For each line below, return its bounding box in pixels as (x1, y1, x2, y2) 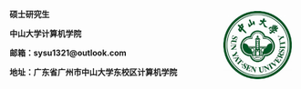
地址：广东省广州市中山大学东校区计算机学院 (9, 67, 178, 77)
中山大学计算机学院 (9, 28, 82, 39)
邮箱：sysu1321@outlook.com (9, 47, 127, 58)
